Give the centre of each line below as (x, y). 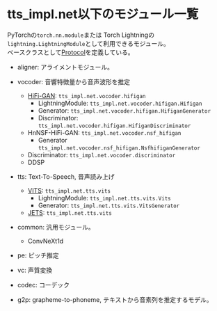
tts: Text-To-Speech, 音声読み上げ (66, 176)
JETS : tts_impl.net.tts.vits (70, 212)
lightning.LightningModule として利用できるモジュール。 (89, 43)
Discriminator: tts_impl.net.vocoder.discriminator (102, 154)
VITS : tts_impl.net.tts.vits (69, 190)
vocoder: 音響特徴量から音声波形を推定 (74, 81)
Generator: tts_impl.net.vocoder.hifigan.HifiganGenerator (124, 110)
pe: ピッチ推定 (38, 255)
